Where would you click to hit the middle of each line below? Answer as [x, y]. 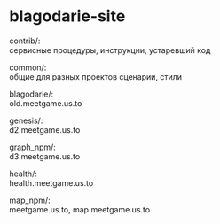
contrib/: [25, 41]
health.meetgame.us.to [51, 182]
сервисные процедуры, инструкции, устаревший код [110, 50]
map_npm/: [30, 200]
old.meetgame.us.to [46, 103]
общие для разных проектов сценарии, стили [96, 76]
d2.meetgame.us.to [45, 129]
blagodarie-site [67, 16]
